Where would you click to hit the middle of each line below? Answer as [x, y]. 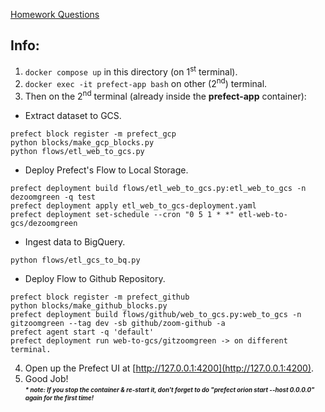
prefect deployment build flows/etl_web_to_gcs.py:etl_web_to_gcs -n [158, 188]
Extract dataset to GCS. [73, 115]
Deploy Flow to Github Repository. [95, 278]
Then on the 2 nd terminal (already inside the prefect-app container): [165, 95]
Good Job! [46, 378]
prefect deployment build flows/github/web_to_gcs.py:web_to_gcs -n [156, 314]
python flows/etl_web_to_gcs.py [77, 151]
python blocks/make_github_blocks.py [89, 305]
